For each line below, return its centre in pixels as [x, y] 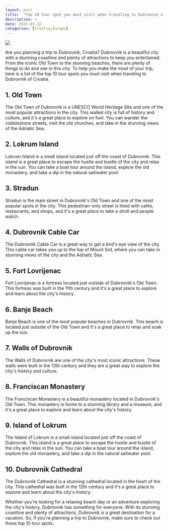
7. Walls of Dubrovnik [39, 348]
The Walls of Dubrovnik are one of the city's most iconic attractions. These [83, 360]
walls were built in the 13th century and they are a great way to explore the [82, 365]
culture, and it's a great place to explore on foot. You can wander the [76, 118]
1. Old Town [24, 95]
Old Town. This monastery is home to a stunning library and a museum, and [83, 404]
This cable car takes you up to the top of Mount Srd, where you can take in [83, 250]
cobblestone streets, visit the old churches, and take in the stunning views [82, 123]
